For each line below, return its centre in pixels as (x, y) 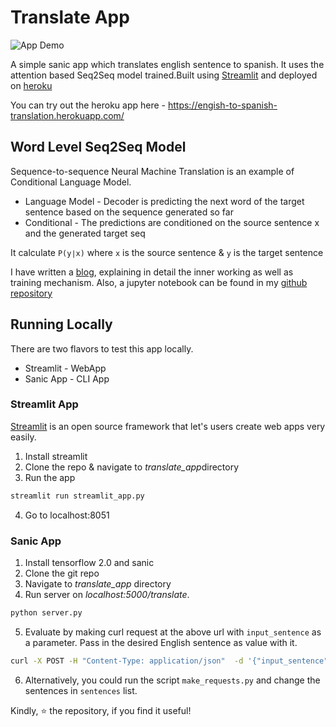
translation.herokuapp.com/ (67, 115)
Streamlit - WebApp (65, 368)
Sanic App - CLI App (67, 378)
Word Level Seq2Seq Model (98, 147)
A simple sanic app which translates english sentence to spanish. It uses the (167, 64)
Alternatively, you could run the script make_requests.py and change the (172, 680)
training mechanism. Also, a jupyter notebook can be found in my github (159, 282)
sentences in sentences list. (81, 690)
